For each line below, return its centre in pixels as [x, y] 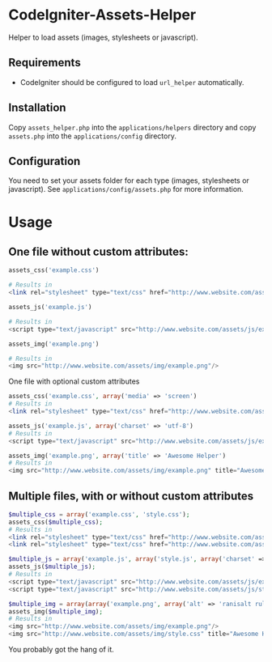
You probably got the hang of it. [62, 650]
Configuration [45, 161]
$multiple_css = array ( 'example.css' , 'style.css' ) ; [99, 514]
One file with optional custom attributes [74, 381]
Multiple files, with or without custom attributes [131, 496]
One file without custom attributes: [98, 251]
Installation [37, 108]
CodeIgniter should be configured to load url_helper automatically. [132, 82]
